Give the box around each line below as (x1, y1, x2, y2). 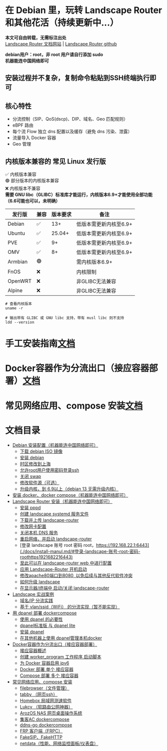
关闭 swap (19, 473, 41, 479)
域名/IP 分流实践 (19, 597, 53, 603)
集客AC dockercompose (19, 716, 70, 722)
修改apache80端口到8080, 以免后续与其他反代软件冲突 (19, 572, 133, 578)
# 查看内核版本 (5, 301, 32, 306)
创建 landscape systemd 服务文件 (19, 511, 89, 517)
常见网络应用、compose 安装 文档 (5, 400, 143, 411)
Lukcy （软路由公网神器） (19, 704, 73, 710)
